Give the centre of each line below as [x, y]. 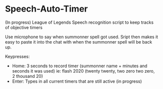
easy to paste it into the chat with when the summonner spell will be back [79, 42]
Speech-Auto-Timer [46, 9]
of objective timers [24, 27]
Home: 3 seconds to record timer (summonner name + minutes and [80, 66]
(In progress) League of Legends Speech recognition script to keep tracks [79, 22]
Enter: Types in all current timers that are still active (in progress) [77, 81]
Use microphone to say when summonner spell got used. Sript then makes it [81, 37]
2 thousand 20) [27, 76]
